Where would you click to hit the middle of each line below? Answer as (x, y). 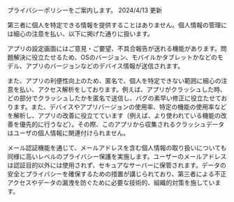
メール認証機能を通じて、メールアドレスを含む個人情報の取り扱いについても (117, 148)
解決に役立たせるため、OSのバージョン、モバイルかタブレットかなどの (115, 57)
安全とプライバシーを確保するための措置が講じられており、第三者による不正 (117, 174)
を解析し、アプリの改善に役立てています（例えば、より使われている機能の (114, 116)
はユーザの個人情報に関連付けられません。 (68, 133)
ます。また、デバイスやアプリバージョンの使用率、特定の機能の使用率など (120, 107)
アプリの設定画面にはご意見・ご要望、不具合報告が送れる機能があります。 (114, 48)
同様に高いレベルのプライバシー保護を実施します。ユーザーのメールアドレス (117, 156)
